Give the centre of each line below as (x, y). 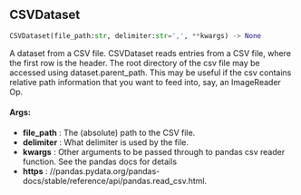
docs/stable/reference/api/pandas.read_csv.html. (115, 180)
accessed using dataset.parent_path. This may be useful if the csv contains (150, 73)
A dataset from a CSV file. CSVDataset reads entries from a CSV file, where (150, 53)
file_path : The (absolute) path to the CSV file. (109, 132)
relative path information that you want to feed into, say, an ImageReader (145, 82)
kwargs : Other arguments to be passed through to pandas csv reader (154, 151)
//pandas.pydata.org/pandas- (105, 171)
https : (35, 171)
